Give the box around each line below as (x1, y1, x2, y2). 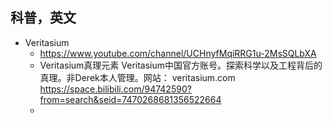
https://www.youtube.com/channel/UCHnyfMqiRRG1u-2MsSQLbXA (39, 47, 317, 59)
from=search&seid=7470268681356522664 (39, 93, 222, 105)
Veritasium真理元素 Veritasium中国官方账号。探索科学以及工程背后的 (39, 59, 323, 71)
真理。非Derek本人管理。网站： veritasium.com (39, 71, 236, 83)
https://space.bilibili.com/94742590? (39, 83, 192, 95)
